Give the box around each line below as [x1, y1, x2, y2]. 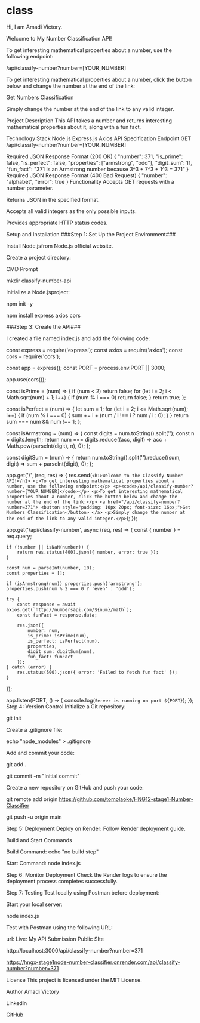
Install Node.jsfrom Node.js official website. [6, 242, 113, 249]
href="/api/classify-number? [107, 499, 180, 505]
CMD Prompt [6, 265, 38, 272]
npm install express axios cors [6, 312, 81, 319]
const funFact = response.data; [17, 612, 97, 618]
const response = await [17, 601, 76, 608]
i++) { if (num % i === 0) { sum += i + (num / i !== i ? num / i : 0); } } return [6, 411, 189, 418]
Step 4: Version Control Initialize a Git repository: [6, 702, 127, 710]
